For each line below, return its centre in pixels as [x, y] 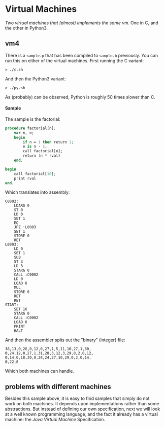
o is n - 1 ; [35, 146]
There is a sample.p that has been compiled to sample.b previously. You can [82, 55]
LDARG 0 [22, 206]
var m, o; [24, 133]
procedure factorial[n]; [31, 128]
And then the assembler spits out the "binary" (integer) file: [65, 340]
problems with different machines [58, 386]
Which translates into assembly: [37, 192]
